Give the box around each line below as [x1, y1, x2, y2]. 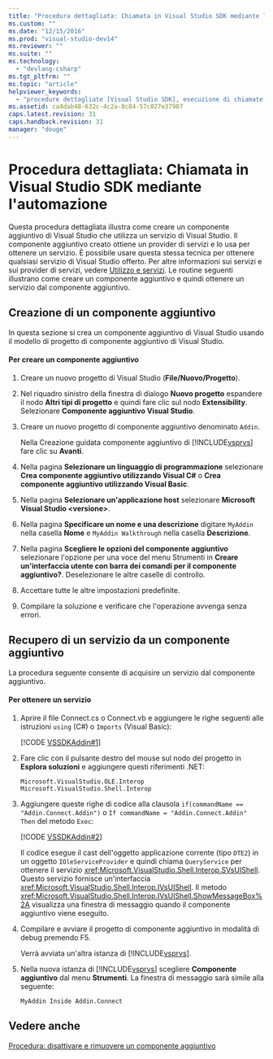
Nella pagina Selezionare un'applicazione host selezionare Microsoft [19, 495, 256, 504]
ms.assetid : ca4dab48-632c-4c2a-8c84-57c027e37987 [8, 102, 184, 111]
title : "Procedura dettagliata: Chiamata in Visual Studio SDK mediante [8, 11, 260, 20]
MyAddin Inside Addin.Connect [19, 997, 123, 1005]
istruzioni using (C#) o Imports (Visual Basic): [19, 721, 172, 731]
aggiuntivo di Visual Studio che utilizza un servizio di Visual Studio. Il [8, 230, 238, 240]
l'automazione [8, 194, 108, 213]
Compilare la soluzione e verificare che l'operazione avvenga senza [19, 601, 248, 611]
